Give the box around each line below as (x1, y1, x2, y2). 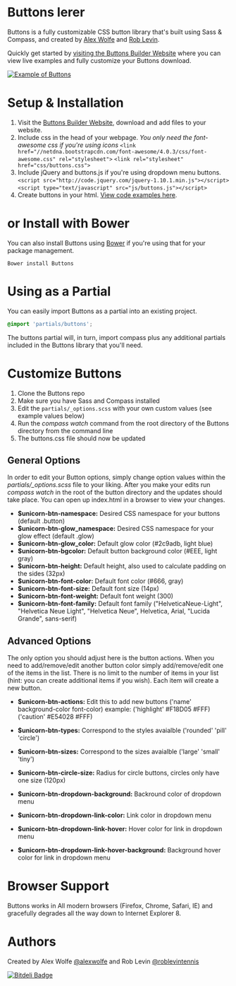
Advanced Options (7, 635, 92, 647)
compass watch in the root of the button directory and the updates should (7, 488, 223, 497)
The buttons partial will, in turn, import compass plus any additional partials (7, 333, 226, 341)
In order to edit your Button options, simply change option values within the (7, 473, 225, 481)
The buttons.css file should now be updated (17, 434, 146, 442)
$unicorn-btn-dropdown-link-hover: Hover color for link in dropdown (17, 825, 223, 833)
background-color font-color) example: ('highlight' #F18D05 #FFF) (17, 705, 211, 714)
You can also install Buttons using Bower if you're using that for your (7, 238, 206, 247)
